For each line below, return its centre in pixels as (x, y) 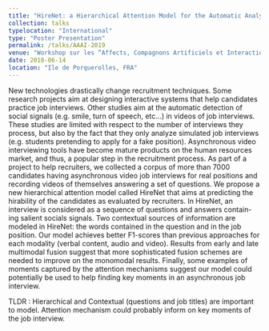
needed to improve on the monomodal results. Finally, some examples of (128, 260)
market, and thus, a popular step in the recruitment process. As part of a (127, 158)
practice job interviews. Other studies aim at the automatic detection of (125, 107)
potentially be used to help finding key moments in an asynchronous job (127, 277)
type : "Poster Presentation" (57, 38)
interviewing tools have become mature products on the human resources (130, 150)
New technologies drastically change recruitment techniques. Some (120, 90)
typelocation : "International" (60, 30)
